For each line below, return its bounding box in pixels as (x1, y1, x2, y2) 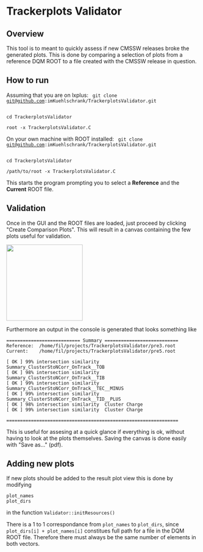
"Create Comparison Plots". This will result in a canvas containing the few (6, 225, 191, 233)
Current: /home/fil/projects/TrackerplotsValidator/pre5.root (6, 348, 176, 354)
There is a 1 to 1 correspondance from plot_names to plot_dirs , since (6, 521, 179, 528)
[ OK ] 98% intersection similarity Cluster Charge (6, 401, 143, 408)
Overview (6, 29, 45, 39)
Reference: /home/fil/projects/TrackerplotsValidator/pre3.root (6, 342, 176, 349)
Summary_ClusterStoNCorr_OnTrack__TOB (6, 364, 105, 370)
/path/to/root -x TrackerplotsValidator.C (6, 168, 116, 174)
